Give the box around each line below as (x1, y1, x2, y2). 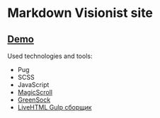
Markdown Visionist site (7, 5, 154, 21)
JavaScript (17, 81, 50, 89)
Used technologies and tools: (7, 52, 93, 60)
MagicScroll (17, 88, 53, 96)
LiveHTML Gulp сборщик (17, 103, 92, 111)
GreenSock (17, 95, 51, 104)
